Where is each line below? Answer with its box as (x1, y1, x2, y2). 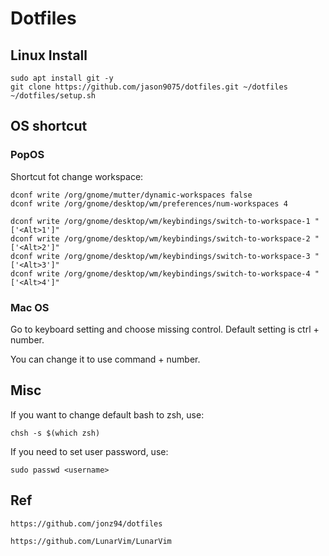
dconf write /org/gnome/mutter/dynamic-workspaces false (10, 190, 253, 200)
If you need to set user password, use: (10, 445, 169, 457)
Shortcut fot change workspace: (10, 170, 144, 182)
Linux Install (10, 47, 88, 64)
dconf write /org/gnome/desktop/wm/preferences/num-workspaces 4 (10, 198, 288, 209)
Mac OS (10, 300, 50, 314)
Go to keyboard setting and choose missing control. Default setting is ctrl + (10, 323, 320, 335)
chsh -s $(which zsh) (10, 428, 101, 438)
